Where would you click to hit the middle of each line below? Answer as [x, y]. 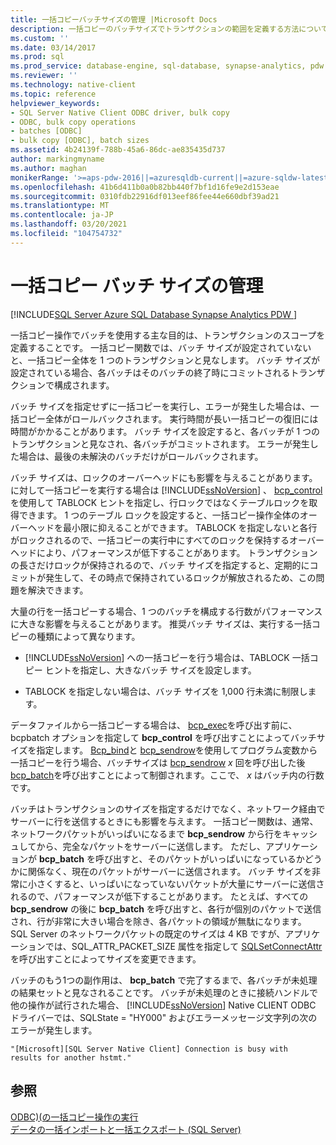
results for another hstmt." [71, 1057]
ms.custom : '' [40, 38]
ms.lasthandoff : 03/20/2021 [69, 224]
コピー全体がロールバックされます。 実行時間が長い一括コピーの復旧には [168, 418]
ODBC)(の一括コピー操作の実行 [74, 1117]
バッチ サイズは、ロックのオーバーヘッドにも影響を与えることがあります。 [164, 477]
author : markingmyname [57, 159]
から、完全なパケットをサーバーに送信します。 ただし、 [151, 846]
